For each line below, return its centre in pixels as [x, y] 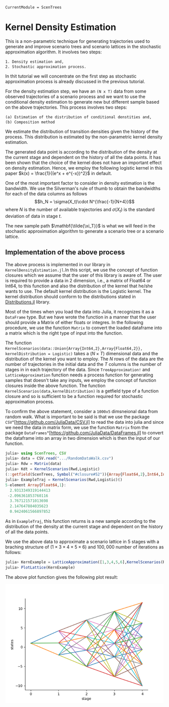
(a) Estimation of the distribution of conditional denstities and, [78, 117]
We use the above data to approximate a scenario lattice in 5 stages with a [82, 542]
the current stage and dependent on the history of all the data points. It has [83, 157]
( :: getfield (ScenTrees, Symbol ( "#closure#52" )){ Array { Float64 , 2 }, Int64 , [83, 475]
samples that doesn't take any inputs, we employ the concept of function [81, 380]
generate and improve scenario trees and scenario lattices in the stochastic [83, 46]
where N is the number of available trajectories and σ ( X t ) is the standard [80, 210]
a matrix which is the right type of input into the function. [64, 333]
